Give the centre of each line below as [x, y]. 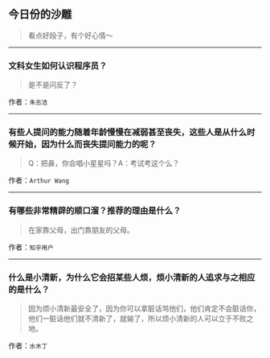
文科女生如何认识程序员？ [58, 65]
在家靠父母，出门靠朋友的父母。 [81, 230]
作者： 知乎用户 [31, 247]
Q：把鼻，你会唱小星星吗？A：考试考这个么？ [104, 163]
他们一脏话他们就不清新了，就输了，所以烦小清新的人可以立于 [130, 319]
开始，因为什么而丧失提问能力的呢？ [86, 145]
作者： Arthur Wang [39, 180]
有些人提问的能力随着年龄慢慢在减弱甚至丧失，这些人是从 [119, 133]
